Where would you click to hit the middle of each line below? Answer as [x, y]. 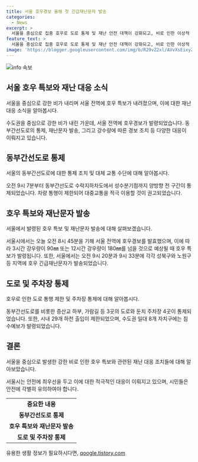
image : [14, 50]
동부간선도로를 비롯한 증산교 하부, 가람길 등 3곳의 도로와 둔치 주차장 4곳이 [91, 311]
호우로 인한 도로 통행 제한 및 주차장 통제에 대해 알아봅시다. [73, 299]
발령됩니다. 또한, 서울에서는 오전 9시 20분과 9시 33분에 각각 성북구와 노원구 [104, 256]
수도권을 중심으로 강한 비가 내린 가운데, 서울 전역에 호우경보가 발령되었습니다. [95, 123]
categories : [21, 17]
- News [19, 22]
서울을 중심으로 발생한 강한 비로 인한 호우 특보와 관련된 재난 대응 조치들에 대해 [96, 361]
